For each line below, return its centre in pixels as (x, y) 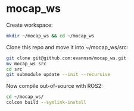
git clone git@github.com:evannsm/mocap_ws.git (66, 58)
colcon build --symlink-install (46, 103)
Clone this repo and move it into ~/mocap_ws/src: (67, 47)
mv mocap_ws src (26, 64)
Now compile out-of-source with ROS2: (54, 86)
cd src (14, 69)
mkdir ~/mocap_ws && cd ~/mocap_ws (50, 36)
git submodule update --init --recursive (58, 75)
